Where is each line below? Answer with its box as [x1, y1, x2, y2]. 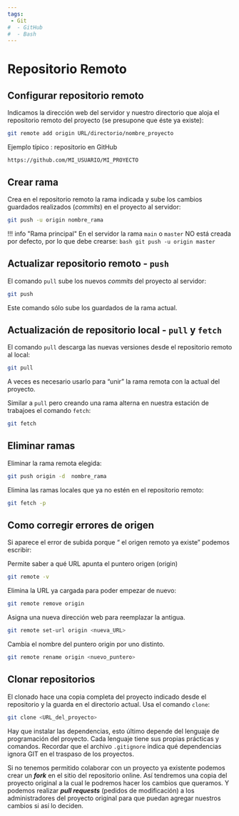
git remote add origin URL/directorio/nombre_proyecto [7, 130, 174, 137]
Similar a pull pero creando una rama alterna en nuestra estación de [7, 399, 209, 407]
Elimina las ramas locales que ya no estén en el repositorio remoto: [7, 485, 204, 494]
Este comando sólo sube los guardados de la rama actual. [7, 303, 178, 312]
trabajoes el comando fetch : [7, 407, 91, 415]
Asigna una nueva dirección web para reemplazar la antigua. [7, 613, 185, 622]
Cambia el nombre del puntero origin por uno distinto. [7, 640, 166, 649]
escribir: [7, 546, 32, 554]
